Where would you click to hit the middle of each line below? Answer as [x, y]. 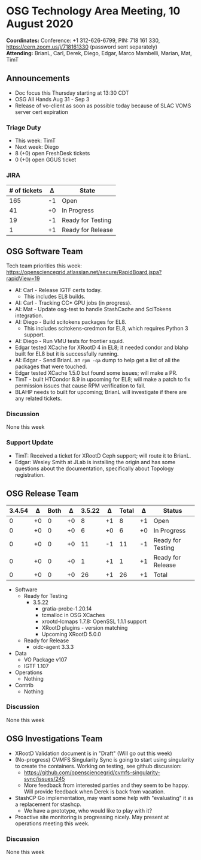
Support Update [30, 443]
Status [173, 510]
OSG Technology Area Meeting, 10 [93, 11]
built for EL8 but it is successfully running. [67, 354]
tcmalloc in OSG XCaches [73, 615]
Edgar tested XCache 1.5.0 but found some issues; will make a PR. [96, 373]
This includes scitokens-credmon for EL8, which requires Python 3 [106, 329]
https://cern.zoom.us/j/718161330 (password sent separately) [82, 47]
